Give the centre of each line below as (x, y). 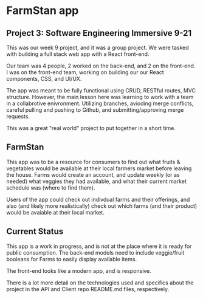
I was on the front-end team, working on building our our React (85, 72)
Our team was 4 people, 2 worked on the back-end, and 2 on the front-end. (101, 66)
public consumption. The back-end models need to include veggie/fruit (95, 252)
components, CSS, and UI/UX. (44, 79)
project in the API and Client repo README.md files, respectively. (88, 289)
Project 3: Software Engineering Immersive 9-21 (99, 33)
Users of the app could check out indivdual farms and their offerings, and (98, 199)
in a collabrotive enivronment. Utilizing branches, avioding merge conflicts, (100, 103)
